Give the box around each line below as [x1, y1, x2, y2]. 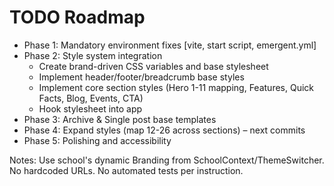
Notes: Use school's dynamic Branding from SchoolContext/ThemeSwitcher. [9, 154, 325, 166]
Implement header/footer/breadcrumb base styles [38, 71, 245, 83]
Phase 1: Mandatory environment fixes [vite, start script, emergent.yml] [23, 39, 317, 51]
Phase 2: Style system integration [23, 49, 163, 61]
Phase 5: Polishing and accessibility [23, 134, 172, 146]
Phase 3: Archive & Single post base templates [23, 113, 217, 125]
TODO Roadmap [9, 6, 146, 29]
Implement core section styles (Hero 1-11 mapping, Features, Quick [38, 81, 315, 93]
